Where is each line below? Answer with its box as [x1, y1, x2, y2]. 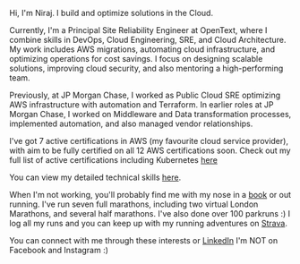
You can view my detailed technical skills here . [9, 172, 182, 183]
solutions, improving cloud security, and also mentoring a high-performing [9, 63, 284, 73]
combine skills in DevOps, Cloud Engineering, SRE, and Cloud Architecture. [9, 35, 287, 45]
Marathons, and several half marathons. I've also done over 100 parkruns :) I [9, 209, 291, 218]
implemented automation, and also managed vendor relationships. [9, 118, 253, 129]
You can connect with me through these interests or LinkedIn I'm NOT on [9, 235, 279, 245]
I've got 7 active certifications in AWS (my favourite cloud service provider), [9, 136, 289, 146]
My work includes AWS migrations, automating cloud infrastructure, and [9, 44, 276, 55]
